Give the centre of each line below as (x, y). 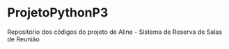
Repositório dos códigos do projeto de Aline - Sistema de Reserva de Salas (115, 32)
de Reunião (23, 39)
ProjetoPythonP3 (58, 13)
